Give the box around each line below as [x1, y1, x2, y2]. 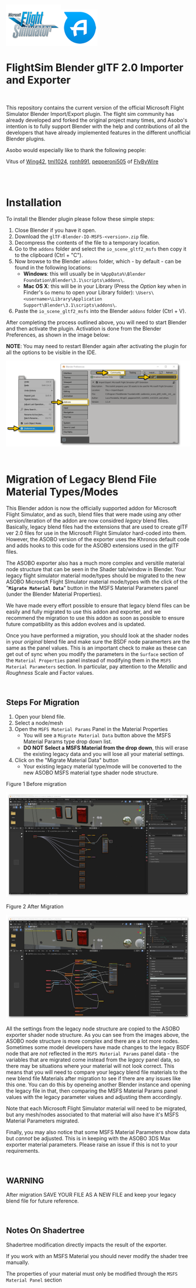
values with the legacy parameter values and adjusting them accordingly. [6, 1094, 183, 1101]
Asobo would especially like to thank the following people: [6, 146, 146, 153]
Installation [6, 196, 62, 209]
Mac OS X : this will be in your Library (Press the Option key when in [23, 283, 187, 290]
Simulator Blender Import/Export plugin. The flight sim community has [6, 110, 174, 117]
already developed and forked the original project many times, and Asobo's [6, 116, 188, 123]
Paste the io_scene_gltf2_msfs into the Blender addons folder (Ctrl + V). [14, 307, 186, 314]
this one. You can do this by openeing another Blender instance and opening [6, 1081, 191, 1088]
